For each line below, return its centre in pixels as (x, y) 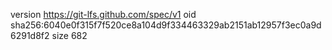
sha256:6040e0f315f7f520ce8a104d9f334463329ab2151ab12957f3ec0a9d (166, 25)
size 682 (69, 35)
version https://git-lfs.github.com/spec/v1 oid (103, 14)
